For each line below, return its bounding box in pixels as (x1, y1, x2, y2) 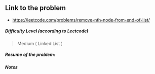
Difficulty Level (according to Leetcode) (5, 28, 89, 34)
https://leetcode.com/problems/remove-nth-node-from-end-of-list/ (12, 17, 150, 23)
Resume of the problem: (5, 51, 56, 58)
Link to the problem (5, 4, 66, 12)
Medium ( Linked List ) (17, 40, 63, 46)
